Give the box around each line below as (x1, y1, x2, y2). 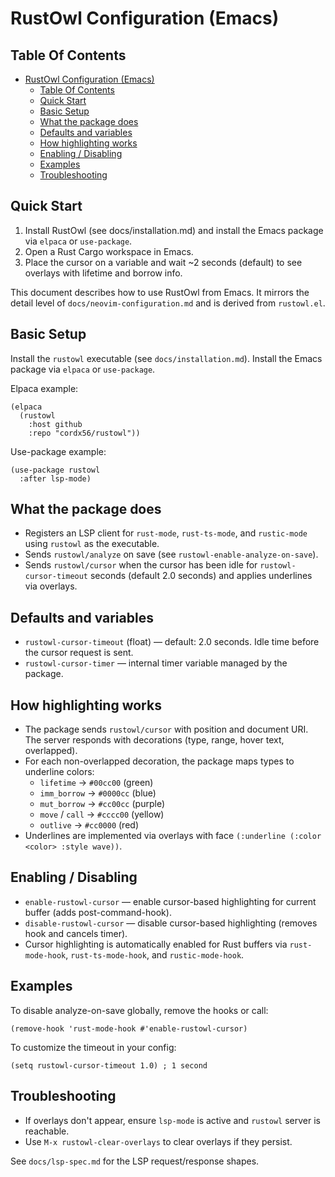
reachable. (24, 1125, 70, 1137)
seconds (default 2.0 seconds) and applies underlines (89, 570, 313, 582)
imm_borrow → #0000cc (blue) (39, 787, 157, 799)
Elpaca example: (10, 382, 79, 394)
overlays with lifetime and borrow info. (24, 267, 183, 279)
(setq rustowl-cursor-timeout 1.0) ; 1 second (10, 1060, 208, 1071)
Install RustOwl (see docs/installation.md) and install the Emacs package (24, 224, 324, 236)
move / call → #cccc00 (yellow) (39, 808, 165, 821)
